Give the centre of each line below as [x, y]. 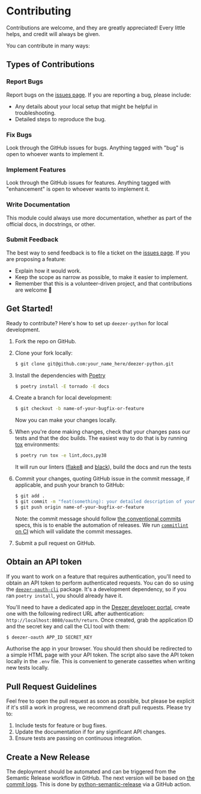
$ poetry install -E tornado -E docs [62, 386]
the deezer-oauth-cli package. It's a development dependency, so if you [97, 589]
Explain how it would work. [48, 271]
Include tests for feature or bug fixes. [61, 726]
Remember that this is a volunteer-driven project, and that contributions [103, 283]
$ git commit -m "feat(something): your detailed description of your [105, 502]
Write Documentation [38, 205]
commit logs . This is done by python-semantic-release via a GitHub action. [99, 784]
